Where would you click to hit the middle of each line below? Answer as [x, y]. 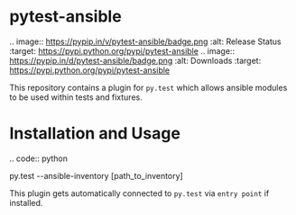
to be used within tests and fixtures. [76, 97]
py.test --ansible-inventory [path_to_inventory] [96, 175]
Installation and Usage [95, 134]
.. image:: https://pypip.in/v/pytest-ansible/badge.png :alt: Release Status [145, 41]
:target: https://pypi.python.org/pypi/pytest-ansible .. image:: [122, 50]
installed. [26, 202]
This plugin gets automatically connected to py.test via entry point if [139, 193]
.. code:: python [39, 158]
